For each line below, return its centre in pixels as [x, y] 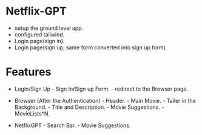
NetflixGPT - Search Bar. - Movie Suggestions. [72, 125]
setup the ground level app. [49, 28]
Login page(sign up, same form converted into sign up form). [91, 47]
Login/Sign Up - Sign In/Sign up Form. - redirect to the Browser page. [101, 89]
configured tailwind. [39, 34]
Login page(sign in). [39, 41]
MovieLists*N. [32, 113]
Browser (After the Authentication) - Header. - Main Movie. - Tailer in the [105, 100]
